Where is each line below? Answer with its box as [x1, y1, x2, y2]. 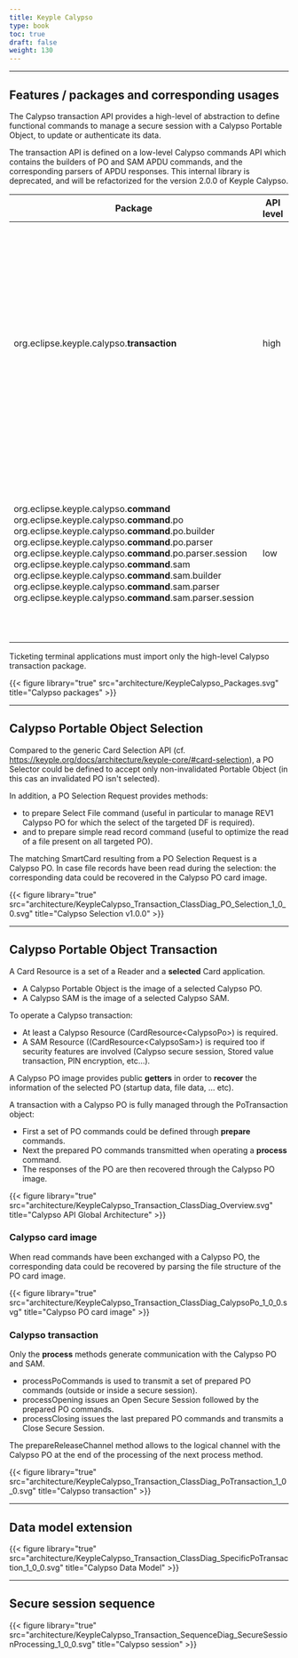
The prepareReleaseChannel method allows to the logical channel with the [9, 1440, 281, 1451]
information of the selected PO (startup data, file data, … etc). [9, 1082, 234, 1093]
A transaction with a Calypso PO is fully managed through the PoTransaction [9, 1099, 288, 1109]
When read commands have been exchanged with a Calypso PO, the [9, 1251, 260, 1262]
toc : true [9, 29, 46, 38]
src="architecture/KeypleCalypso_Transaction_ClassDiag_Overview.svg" [9, 1199, 273, 1210]
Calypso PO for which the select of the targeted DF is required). [21, 817, 255, 828]
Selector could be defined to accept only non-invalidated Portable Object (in [9, 764, 288, 774]
